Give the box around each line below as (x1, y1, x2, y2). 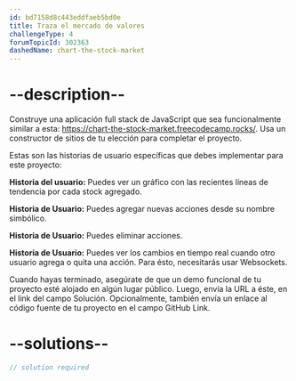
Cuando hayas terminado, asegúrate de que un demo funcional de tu (9, 274, 262, 285)
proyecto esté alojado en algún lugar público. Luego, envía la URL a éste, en (9, 284, 288, 295)
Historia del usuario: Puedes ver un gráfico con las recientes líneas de (9, 177, 269, 188)
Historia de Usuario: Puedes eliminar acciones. (9, 231, 183, 241)
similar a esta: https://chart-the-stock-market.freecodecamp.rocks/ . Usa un (9, 124, 286, 134)
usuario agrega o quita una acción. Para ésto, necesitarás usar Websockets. (9, 257, 288, 268)
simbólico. (9, 213, 47, 223)
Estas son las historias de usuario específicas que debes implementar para (9, 150, 284, 161)
